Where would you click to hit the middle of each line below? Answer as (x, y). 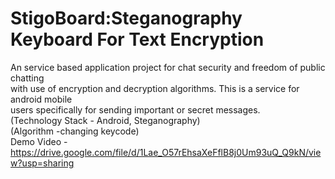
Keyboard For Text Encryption (137, 39)
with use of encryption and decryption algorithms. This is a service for (155, 88)
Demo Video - (39, 141)
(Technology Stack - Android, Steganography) (105, 120)
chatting (27, 78)
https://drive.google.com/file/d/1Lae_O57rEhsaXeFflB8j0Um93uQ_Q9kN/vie (166, 152)
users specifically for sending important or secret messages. (135, 109)
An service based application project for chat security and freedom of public (168, 67)
